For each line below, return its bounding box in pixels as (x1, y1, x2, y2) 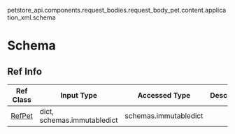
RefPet (10, 111, 34, 121)
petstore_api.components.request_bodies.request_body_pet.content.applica (7, 6, 227, 14)
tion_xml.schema (7, 13, 56, 22)
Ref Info (7, 66, 43, 77)
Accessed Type (137, 91, 191, 100)
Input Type (60, 91, 98, 100)
